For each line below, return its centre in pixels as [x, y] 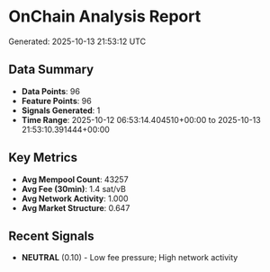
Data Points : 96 [50, 91]
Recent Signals [52, 236]
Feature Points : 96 [56, 101]
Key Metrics [43, 158]
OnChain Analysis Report [105, 17]
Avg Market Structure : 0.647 [76, 207]
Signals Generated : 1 [61, 110]
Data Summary [51, 70]
